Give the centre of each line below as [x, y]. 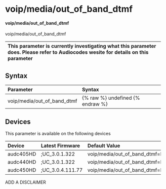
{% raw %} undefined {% [111, 98]
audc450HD [22, 170]
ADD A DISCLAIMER [25, 182]
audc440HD [22, 162]
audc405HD [22, 154]
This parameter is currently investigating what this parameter [82, 46]
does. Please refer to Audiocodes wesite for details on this [78, 52]
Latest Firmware [61, 146]
